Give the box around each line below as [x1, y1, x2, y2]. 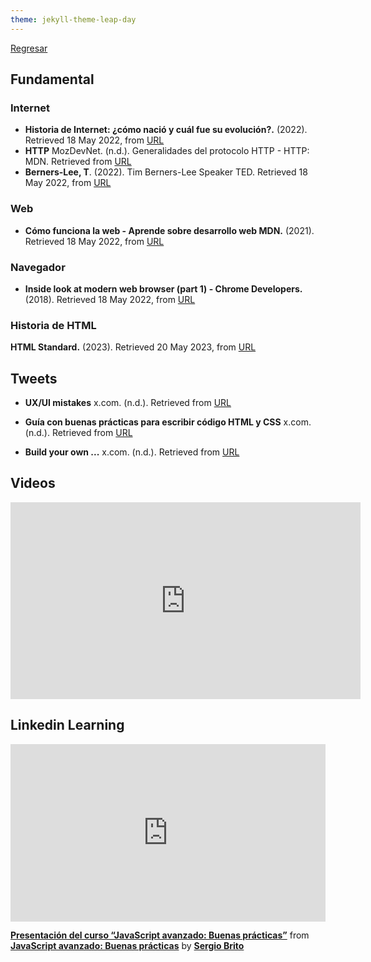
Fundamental [10, 71, 95, 88]
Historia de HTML [10, 318, 97, 332]
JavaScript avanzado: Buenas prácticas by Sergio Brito [10, 940, 245, 952]
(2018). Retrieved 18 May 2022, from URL [24, 293, 196, 305]
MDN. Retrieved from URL [24, 156, 132, 168]
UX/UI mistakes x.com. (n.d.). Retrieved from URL [24, 397, 232, 409]
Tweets [10, 370, 58, 387]
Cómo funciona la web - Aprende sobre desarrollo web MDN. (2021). [24, 224, 315, 236]
